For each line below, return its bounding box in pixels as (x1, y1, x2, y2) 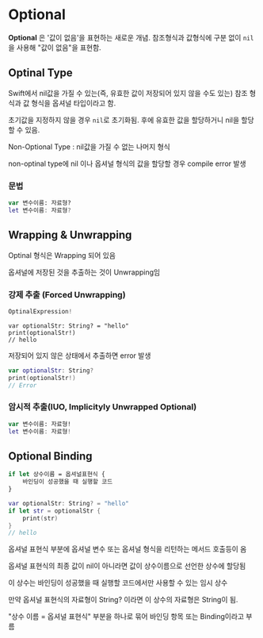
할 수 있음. (8, 125, 40, 134)
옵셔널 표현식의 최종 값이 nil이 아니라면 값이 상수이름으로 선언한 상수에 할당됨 (8, 561, 246, 571)
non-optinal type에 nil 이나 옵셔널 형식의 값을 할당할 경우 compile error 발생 (8, 159, 247, 168)
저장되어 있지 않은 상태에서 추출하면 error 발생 (8, 351, 151, 360)
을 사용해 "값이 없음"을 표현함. (8, 42, 101, 52)
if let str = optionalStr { (8, 506, 101, 515)
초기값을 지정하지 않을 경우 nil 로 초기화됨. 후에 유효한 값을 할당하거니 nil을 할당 (8, 115, 255, 125)
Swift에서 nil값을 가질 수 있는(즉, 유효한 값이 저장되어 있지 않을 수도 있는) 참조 (8, 88, 248, 98)
